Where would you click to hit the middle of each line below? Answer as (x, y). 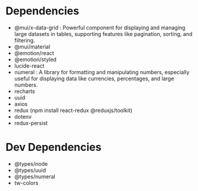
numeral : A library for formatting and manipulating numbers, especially (102, 72)
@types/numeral (35, 176)
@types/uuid (30, 170)
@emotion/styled (35, 59)
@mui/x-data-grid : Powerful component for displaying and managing (100, 28)
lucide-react (29, 66)
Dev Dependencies (54, 147)
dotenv (23, 116)
